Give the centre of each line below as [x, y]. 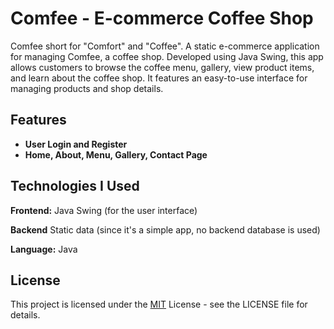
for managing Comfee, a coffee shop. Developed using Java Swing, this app [167, 56]
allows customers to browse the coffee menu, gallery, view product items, [162, 67]
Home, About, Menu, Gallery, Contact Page [116, 154]
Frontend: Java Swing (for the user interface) [104, 210]
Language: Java [44, 249]
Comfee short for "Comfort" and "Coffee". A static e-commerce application [165, 46]
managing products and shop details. [87, 88]
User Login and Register [76, 144]
